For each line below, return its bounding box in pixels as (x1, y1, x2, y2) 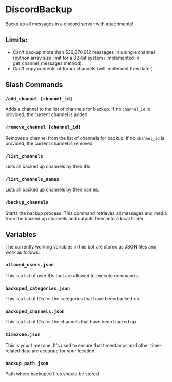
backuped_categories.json (5, 285, 70, 291)
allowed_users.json (5, 262, 54, 268)
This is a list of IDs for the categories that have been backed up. (5, 296, 141, 302)
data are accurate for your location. (21, 348, 96, 354)
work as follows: (5, 249, 40, 255)
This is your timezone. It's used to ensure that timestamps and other (5, 342, 150, 348)
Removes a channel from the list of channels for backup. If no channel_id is (5, 135, 165, 141)
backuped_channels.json (5, 308, 65, 314)
